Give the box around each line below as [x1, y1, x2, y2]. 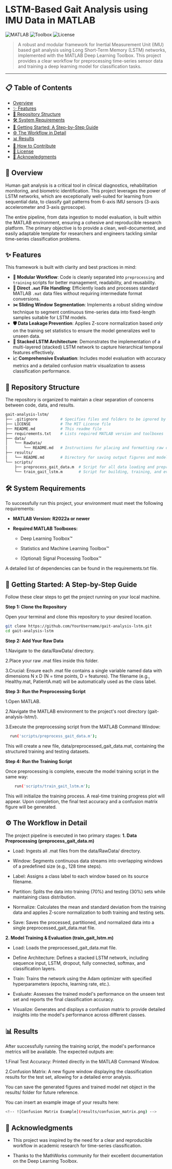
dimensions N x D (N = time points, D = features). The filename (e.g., [5, 673, 150, 679]
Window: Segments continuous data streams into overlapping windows [12, 858, 163, 864]
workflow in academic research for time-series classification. [12, 1143, 142, 1148]
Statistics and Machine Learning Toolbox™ [20, 545, 109, 552]
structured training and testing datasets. [5, 748, 90, 754]
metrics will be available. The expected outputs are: [5, 1048, 114, 1055]
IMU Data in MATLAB [5, 14, 96, 26]
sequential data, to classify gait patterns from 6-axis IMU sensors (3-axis [5, 199, 160, 205]
